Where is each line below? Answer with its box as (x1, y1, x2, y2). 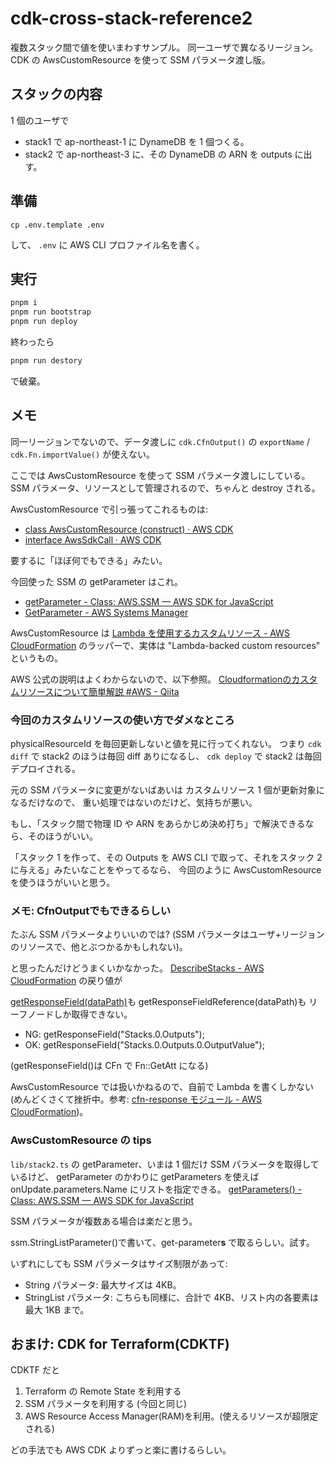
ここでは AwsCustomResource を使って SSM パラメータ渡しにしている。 (10, 469, 311, 481)
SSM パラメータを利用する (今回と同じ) (24, 1398, 188, 1410)
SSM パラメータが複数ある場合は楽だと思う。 (10, 1215, 198, 1227)
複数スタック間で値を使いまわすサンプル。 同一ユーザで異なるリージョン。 (10, 41, 319, 53)
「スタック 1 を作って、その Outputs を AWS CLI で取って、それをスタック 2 (10, 851, 323, 863)
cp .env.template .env (10, 220, 105, 230)
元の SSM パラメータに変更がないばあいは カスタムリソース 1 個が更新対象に (10, 783, 325, 796)
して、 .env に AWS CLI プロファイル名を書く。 (10, 238, 205, 251)
